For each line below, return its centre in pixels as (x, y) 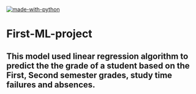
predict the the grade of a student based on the (98, 66)
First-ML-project (50, 34)
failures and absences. (51, 85)
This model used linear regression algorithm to (97, 56)
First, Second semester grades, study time (89, 75)
